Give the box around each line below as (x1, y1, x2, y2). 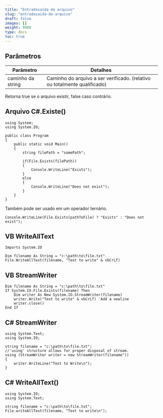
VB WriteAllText (5, 232, 54, 241)
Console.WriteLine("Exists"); (31, 167, 92, 172)
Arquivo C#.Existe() (5, 107, 66, 116)
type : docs (5, 30, 27, 35)
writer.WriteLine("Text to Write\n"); (14, 361, 92, 366)
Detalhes (90, 67, 112, 73)
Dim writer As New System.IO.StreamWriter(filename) (14, 293, 123, 297)
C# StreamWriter (5, 318, 57, 327)
